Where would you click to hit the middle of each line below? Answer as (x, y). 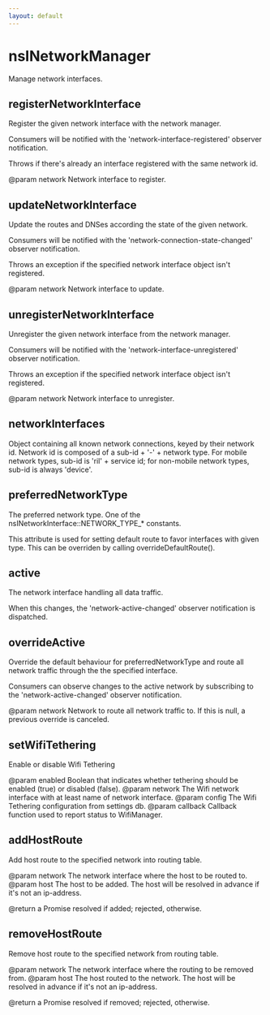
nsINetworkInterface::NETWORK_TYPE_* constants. (95, 523)
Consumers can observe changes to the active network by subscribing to (131, 686)
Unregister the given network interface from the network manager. (120, 334)
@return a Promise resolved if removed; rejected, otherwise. (109, 1002)
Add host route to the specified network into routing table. (105, 860)
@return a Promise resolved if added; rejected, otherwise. (105, 908)
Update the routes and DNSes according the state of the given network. (129, 225)
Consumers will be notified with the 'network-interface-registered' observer (135, 140)
